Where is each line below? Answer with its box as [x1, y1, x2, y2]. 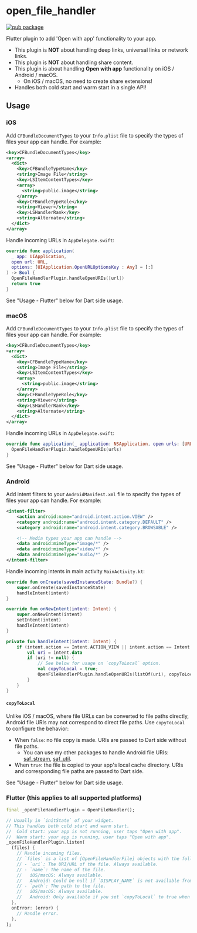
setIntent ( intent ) [16, 617, 62, 623]
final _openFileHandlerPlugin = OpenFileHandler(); [6, 807, 135, 813]
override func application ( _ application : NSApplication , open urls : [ [6, 441, 185, 447]
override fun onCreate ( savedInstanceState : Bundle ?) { [6, 579, 143, 585]
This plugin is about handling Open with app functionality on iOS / [14, 65, 175, 72]
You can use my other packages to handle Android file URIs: [23, 748, 169, 756]
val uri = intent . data [27, 650, 83, 656]
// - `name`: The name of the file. [16, 867, 107, 872]
